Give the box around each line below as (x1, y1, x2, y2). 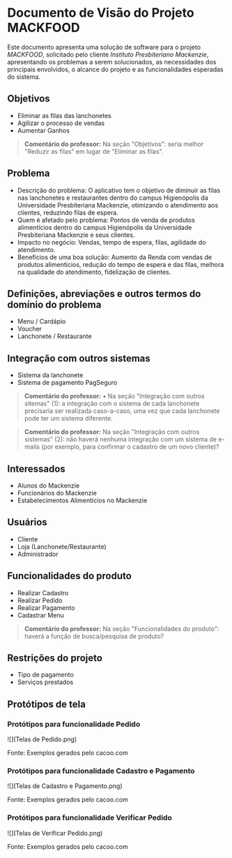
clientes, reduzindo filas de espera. (17, 208, 118, 217)
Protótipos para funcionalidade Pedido (7, 719, 141, 729)
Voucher (17, 325, 42, 333)
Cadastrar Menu (17, 611, 64, 619)
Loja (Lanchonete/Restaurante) (17, 542, 107, 551)
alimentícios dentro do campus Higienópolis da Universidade (17, 223, 192, 231)
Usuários (7, 516, 47, 528)
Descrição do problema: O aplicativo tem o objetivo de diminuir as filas (17, 186, 221, 194)
